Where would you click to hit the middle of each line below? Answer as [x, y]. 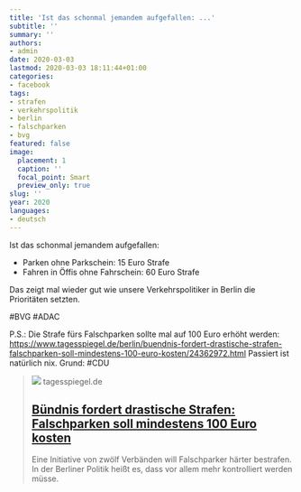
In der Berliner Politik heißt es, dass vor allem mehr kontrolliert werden [162, 469]
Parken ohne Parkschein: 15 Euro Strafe [96, 262]
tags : [19, 93]
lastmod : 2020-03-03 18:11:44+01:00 [78, 69]
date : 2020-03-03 [42, 60]
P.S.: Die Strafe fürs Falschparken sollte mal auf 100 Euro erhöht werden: [145, 334]
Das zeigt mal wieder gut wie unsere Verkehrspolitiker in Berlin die [132, 289]
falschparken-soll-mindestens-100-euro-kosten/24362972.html [128, 353]
